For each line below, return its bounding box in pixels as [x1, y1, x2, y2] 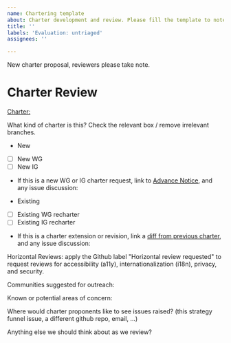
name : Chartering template [7, 10, 85, 17]
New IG [16, 163, 38, 171]
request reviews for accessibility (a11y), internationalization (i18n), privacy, [7, 260, 217, 269]
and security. [7, 267, 45, 276]
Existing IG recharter [16, 218, 76, 227]
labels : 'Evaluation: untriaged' [7, 29, 103, 37]
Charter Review [7, 85, 98, 101]
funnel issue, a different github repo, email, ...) [7, 315, 138, 323]
